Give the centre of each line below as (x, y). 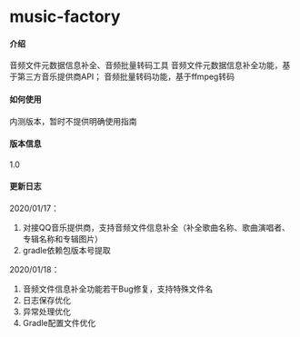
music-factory (65, 17)
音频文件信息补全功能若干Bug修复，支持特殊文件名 (118, 289)
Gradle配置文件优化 (59, 323)
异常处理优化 (46, 312)
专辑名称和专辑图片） (62, 239)
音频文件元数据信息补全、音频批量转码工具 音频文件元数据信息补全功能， (146, 65)
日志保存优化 (46, 300)
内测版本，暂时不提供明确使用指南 (73, 121)
